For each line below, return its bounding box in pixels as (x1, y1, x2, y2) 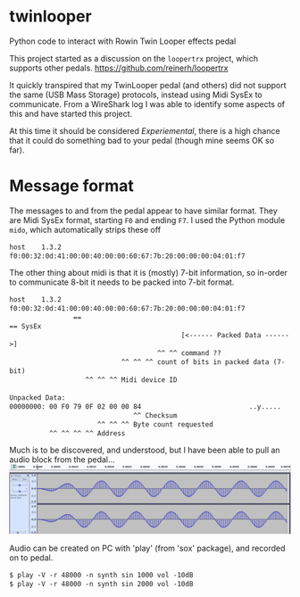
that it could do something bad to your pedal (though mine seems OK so (9, 135, 275, 145)
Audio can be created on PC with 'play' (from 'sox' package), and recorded (9, 543, 286, 553)
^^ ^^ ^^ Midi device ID (85, 375, 178, 385)
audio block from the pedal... (9, 453, 115, 465)
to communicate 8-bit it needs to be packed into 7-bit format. (9, 277, 235, 287)
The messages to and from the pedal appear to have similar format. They (9, 205, 279, 216)
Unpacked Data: (9, 393, 66, 402)
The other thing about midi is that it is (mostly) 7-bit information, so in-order (9, 267, 288, 278)
